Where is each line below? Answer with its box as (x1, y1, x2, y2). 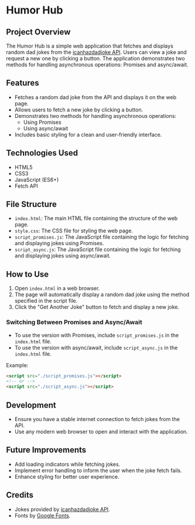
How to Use (6, 269, 49, 279)
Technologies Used (6, 148, 78, 158)
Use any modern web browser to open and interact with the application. (14, 428, 189, 435)
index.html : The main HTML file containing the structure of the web (14, 215, 178, 222)
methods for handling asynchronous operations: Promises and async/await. (6, 61, 189, 68)
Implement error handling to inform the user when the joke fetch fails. (14, 467, 183, 474)
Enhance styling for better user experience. (14, 473, 119, 480)
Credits (6, 490, 34, 500)
